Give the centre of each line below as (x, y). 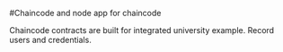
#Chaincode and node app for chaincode (85, 13)
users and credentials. (50, 40)
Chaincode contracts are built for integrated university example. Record (142, 30)
